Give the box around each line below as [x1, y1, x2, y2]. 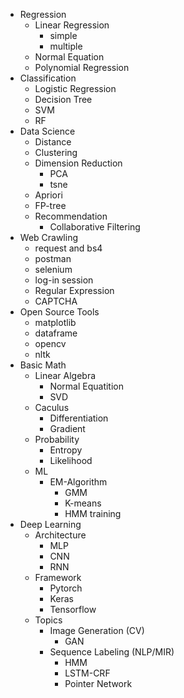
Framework [34, 572, 82, 583]
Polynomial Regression [34, 62, 130, 73]
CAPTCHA [34, 295, 78, 307]
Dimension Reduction [34, 157, 123, 169]
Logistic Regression [34, 83, 117, 94]
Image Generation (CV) [49, 625, 145, 636]
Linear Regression [34, 19, 110, 31]
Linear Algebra [34, 370, 97, 381]
